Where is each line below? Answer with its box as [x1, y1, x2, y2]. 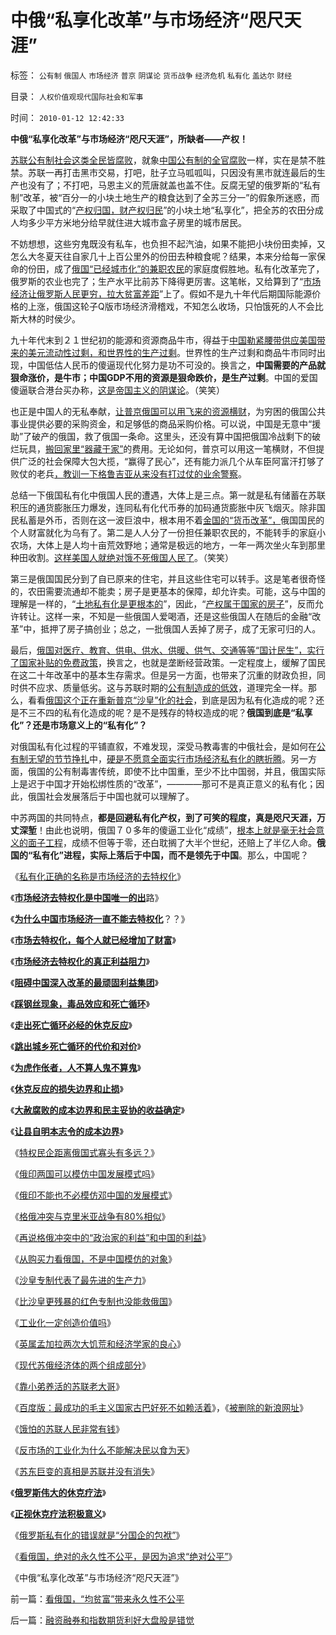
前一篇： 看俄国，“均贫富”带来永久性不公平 [10, 1592, 185, 1605]
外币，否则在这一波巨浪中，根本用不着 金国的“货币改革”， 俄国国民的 [44, 514, 325, 526]
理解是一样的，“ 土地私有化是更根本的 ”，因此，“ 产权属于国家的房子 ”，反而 [10, 597, 315, 610]
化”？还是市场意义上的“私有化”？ [10, 719, 148, 731]
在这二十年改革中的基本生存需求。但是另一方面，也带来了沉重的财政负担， [10, 669, 317, 681]
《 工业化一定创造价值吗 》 [10, 1316, 116, 1328]
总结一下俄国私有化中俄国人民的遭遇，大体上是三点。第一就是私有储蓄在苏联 [10, 489, 326, 501]
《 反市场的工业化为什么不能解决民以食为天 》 [10, 1444, 195, 1456]
